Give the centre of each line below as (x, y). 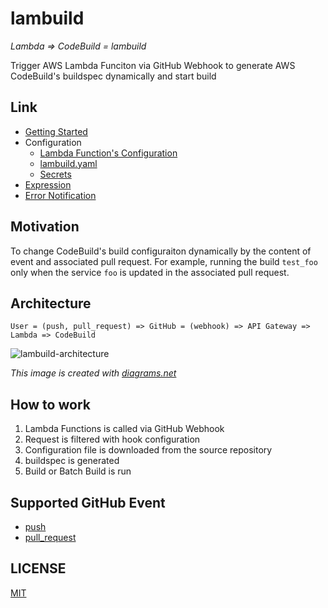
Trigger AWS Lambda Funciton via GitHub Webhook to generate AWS (153, 65)
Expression (48, 184)
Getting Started (56, 131)
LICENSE (38, 568)
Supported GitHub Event (88, 502)
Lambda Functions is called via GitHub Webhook (124, 429)
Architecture (51, 303)
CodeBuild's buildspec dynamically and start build (113, 76)
